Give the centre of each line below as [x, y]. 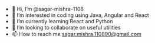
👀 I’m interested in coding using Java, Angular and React [80, 15]
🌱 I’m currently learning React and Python [62, 21]
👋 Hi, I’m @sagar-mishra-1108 [48, 9]
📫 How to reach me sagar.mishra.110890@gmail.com [76, 34]
